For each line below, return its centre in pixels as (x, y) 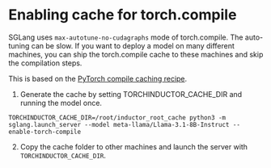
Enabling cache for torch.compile (123, 15)
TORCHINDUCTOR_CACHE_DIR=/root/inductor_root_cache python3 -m (117, 118)
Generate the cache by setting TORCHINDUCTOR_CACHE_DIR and (131, 94)
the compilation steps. (45, 63)
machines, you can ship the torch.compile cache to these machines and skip (136, 54)
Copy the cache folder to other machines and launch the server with (134, 146)
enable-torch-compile (45, 132)
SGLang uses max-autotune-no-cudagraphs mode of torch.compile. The (126, 37)
